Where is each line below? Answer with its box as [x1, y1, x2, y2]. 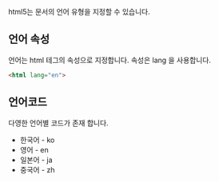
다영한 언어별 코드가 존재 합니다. [8, 118, 109, 128]
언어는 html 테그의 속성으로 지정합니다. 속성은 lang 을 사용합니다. [8, 55, 212, 65]
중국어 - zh [19, 164, 55, 174]
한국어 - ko [19, 135, 55, 144]
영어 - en [19, 144, 50, 154]
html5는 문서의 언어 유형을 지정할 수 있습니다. [8, 7, 150, 16]
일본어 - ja [19, 155, 54, 164]
